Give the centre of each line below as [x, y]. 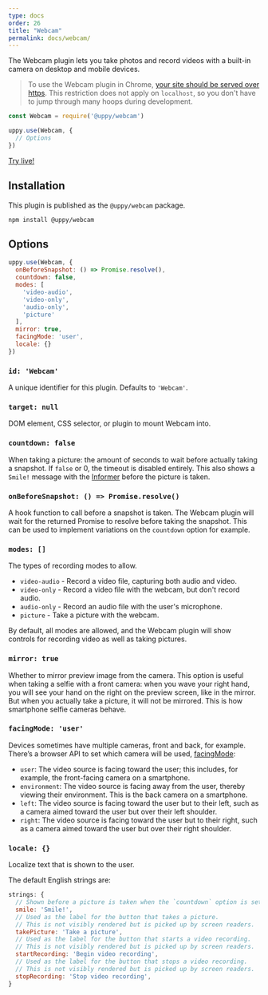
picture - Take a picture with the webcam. [89, 615]
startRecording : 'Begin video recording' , [87, 954]
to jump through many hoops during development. [110, 101]
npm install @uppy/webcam [51, 220]
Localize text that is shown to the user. [71, 865]
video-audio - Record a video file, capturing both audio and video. [128, 581]
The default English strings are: [60, 880]
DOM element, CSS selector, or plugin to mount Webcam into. [110, 423]
